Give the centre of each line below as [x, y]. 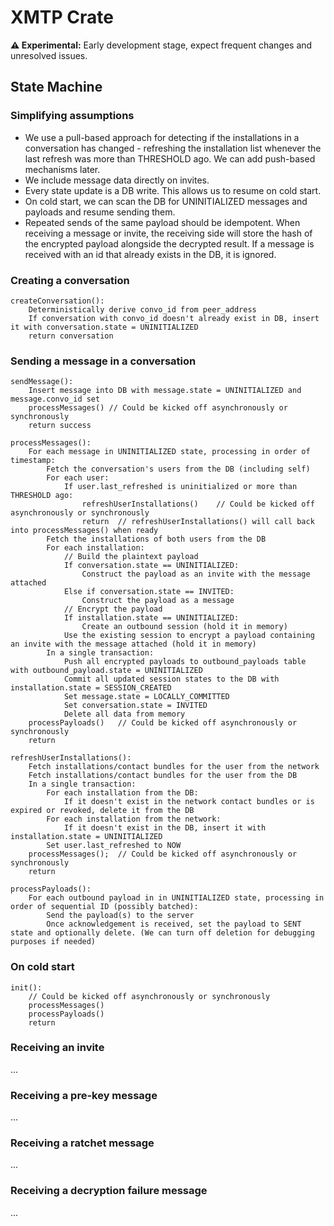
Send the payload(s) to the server [120, 916]
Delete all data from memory [124, 714]
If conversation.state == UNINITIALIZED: [151, 566]
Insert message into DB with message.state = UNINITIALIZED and [165, 391]
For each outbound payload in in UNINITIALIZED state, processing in [176, 898]
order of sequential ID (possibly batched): [104, 907]
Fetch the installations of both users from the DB [156, 539]
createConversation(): [57, 301]
